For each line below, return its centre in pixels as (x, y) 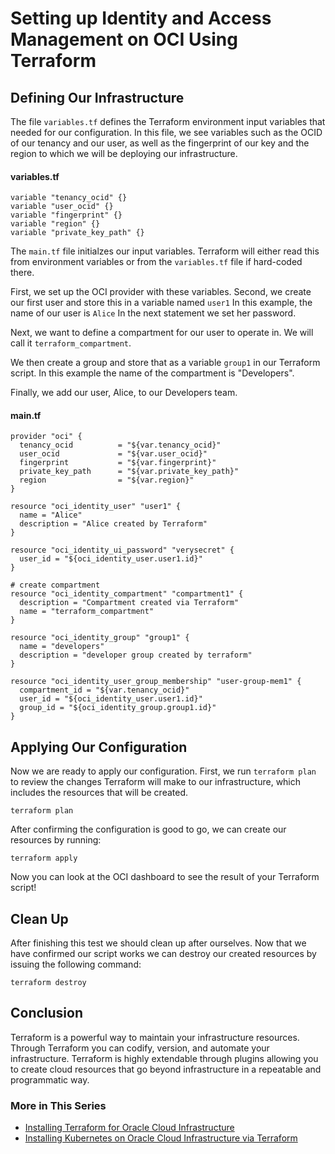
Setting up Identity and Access (141, 18)
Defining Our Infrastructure (97, 97)
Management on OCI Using (124, 39)
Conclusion (47, 1013)
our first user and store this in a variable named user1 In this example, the (161, 303)
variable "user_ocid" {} (62, 207)
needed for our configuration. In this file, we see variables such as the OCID (166, 132)
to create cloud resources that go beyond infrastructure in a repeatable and (166, 1069)
